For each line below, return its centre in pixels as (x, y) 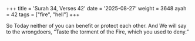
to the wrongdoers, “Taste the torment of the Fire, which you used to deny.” (97, 32)
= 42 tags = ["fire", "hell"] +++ (43, 14)
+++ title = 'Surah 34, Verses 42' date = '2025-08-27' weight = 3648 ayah (96, 8)
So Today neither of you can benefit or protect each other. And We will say (96, 26)
